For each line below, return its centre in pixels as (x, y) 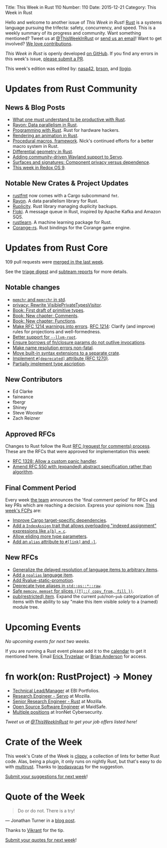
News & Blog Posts (35, 107)
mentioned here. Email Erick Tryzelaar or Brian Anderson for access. (76, 656)
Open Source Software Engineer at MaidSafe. (60, 707)
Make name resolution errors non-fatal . (53, 348)
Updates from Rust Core (57, 248)
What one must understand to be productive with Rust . (69, 119)
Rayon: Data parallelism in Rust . (45, 125)
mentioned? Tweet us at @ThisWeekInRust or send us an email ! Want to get (83, 38)
